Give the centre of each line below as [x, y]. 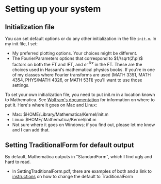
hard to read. [18, 162]
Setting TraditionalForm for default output [70, 145]
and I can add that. [31, 129]
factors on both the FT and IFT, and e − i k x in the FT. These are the [77, 64]
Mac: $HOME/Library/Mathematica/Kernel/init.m [60, 114]
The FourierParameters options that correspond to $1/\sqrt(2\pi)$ [77, 58]
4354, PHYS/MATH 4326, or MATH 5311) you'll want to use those [77, 80]
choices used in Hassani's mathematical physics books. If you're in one [83, 70]
